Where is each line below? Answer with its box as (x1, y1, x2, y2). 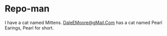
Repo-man (5, 3, 50, 14)
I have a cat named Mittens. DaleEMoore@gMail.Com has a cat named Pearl (5, 19, 162, 25)
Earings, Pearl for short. (5, 24, 54, 30)
